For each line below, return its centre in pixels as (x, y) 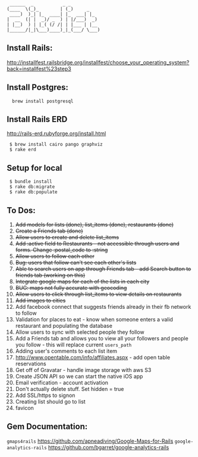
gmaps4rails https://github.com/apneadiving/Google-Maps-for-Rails (90, 441)
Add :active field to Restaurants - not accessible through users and (98, 244)
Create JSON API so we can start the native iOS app (79, 377)
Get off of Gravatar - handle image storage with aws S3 (83, 370)
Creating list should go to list (50, 402)
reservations (31, 364)
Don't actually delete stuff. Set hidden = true (70, 389)
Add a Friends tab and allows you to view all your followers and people (102, 339)
